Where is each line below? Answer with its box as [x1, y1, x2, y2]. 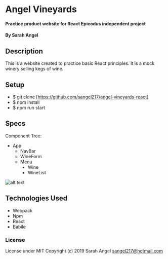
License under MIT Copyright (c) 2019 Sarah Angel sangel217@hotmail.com [5, 247, 163, 254]
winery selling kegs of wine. [5, 66, 64, 72]
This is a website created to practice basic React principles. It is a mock [5, 60, 155, 66]
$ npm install [12, 99, 40, 105]
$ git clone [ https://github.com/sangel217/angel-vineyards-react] [12, 94, 149, 100]
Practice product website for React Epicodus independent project [5, 20, 146, 26]
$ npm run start [12, 105, 46, 110]
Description [5, 47, 43, 55]
